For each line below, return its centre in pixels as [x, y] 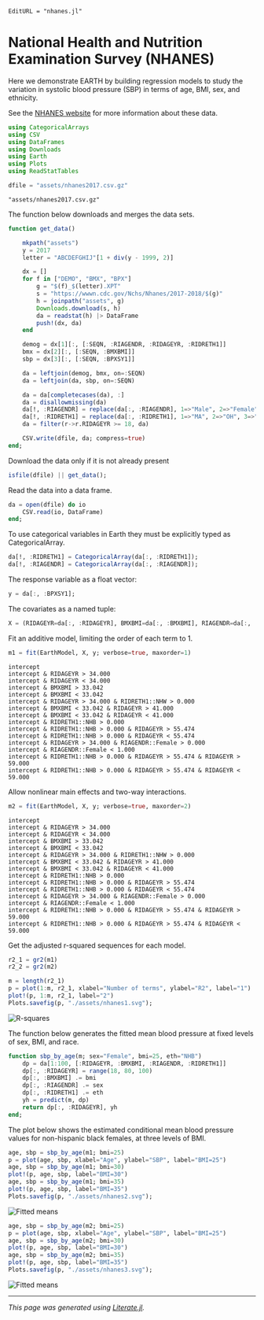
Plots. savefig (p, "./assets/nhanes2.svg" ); [81, 1196]
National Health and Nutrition [105, 43]
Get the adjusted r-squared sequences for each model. [97, 945]
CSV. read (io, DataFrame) [63, 512]
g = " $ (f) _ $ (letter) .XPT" [79, 287]
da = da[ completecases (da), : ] [73, 395]
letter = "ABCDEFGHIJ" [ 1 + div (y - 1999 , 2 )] [98, 257]
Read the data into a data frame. [60, 490]
